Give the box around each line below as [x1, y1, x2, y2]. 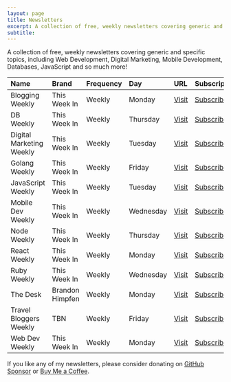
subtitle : [7, 29, 36, 36]
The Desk [10, 290, 42, 300]
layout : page [7, 10, 45, 17]
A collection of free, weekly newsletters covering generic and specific [7, 48, 206, 56]
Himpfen [52, 294, 80, 304]
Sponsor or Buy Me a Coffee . [7, 367, 90, 375]
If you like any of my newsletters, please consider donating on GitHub [7, 360, 204, 368]
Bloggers [10, 314, 40, 324]
